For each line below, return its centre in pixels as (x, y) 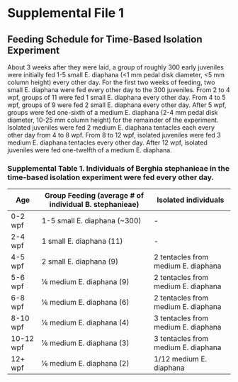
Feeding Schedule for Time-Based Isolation (105, 39)
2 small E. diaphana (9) (80, 262)
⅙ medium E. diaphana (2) (85, 364)
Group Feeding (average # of (94, 196)
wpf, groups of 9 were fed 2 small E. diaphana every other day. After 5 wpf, (117, 105)
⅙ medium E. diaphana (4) (85, 322)
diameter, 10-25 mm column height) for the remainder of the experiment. (113, 120)
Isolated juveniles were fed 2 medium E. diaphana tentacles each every (111, 128)
